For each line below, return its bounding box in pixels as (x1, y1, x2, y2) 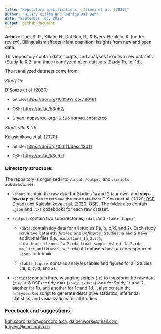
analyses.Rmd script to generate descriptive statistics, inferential (12, 290, 140, 296)
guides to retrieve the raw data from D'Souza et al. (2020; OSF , (29, 196, 156, 201)
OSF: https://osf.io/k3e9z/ (12, 153, 64, 159)
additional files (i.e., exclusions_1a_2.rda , (19, 235, 103, 241)
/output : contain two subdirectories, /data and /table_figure (12, 216, 135, 221)
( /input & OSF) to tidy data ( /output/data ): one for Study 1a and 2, (12, 280, 145, 285)
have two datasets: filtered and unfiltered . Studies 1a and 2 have (19, 230, 148, 236)
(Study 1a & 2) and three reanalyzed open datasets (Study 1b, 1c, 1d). (5, 59, 142, 65)
